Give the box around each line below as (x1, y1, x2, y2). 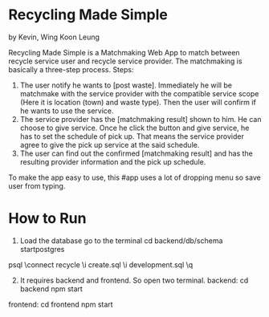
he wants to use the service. (19, 106, 114, 116)
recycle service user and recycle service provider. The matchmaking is (8, 56, 243, 66)
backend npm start (19, 283, 83, 294)
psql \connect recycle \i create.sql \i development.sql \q (8, 259, 194, 270)
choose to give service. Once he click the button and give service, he (19, 123, 250, 132)
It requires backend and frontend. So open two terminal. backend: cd (19, 275, 249, 285)
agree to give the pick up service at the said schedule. (19, 140, 200, 149)
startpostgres (19, 244, 65, 254)
